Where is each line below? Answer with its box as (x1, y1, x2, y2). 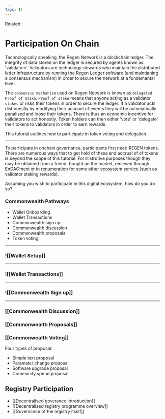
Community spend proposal (12, 370, 69, 376)
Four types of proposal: (5, 345, 53, 351)
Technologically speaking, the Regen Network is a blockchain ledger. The (5, 54, 154, 60)
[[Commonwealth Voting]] (5, 334, 69, 341)
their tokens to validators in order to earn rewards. (5, 121, 107, 127)
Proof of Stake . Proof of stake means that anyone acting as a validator (5, 95, 151, 101)
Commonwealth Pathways (5, 198, 70, 205)
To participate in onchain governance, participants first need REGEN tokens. (5, 145, 160, 150)
